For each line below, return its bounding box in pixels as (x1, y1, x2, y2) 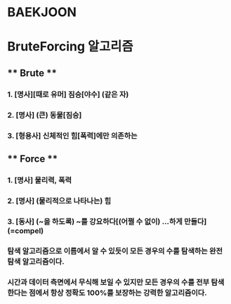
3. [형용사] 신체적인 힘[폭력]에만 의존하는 (7, 131, 138, 141)
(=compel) (7, 226, 44, 236)
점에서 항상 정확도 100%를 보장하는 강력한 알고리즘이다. (29, 288, 207, 298)
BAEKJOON (7, 4, 77, 20)
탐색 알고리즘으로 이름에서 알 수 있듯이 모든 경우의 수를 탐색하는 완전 (7, 246, 223, 255)
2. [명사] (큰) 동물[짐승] (7, 110, 82, 120)
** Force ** (7, 153, 58, 165)
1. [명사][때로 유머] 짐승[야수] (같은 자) (7, 89, 129, 99)
